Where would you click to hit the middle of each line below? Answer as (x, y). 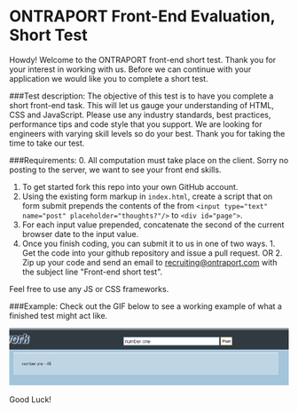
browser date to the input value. (80, 234)
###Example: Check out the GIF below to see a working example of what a (145, 306)
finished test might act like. (59, 315)
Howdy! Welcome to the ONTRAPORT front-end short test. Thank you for (143, 59)
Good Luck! (30, 399)
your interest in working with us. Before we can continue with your (130, 69)
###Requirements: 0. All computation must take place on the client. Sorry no (149, 160)
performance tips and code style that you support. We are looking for (136, 124)
